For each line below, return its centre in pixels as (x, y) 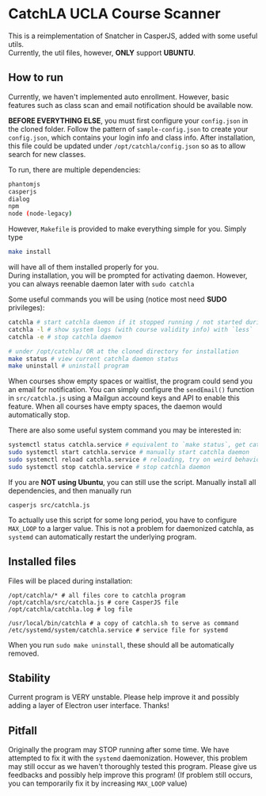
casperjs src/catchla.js (49, 505)
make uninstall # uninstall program (68, 366)
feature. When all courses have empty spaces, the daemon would (115, 406)
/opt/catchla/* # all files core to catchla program (97, 595)
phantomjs (25, 184)
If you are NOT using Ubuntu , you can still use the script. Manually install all (132, 482)
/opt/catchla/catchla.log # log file (70, 609)
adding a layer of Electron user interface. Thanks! (89, 706)
